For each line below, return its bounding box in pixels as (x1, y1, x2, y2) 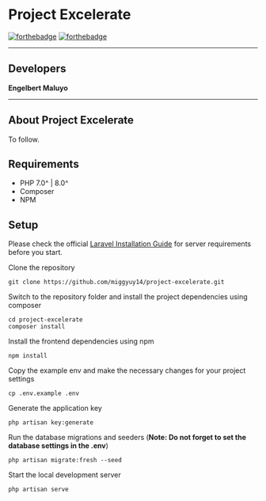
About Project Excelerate (8, 113, 135, 127)
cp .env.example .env (8, 389, 80, 397)
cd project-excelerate (8, 316, 83, 324)
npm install (8, 352, 47, 360)
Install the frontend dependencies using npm (8, 336, 154, 346)
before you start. (8, 248, 63, 257)
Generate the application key (8, 404, 103, 413)
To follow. (8, 135, 40, 144)
